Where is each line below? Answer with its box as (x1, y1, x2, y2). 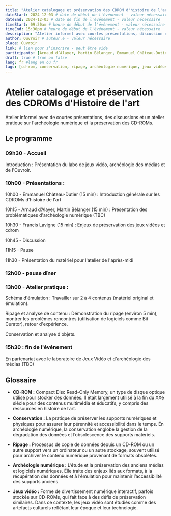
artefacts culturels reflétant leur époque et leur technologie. (12, 505, 138, 511)
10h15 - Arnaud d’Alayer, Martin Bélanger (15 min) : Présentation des (5, 206, 148, 213)
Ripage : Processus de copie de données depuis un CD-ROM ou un (12, 441, 154, 448)
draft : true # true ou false (5, 55, 67, 60)
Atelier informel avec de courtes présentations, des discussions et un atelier (5, 114, 165, 121)
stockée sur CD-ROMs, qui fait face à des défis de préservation (12, 494, 146, 500)
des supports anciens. (12, 479, 60, 485)
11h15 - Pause (5, 247, 34, 253)
